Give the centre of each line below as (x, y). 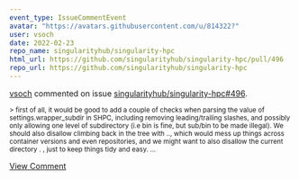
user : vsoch (32, 34)
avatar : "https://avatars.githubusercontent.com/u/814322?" (125, 26)
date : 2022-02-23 (42, 43)
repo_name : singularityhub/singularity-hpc (92, 51)
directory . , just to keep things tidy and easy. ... (82, 149)
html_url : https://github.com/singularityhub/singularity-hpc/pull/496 (146, 59)
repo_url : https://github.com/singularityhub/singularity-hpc (128, 68)
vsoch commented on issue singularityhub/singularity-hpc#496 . (128, 93)
